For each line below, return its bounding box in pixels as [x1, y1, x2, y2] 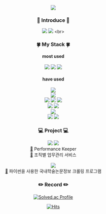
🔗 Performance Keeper [30, 146, 76, 152]
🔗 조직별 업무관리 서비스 [30, 152, 76, 158]
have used [42, 76, 65, 82]
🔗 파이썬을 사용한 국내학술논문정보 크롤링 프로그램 [4, 168, 102, 174]
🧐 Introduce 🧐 [36, 17, 70, 24]
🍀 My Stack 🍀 [36, 41, 71, 48]
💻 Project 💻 [37, 127, 69, 134]
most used [42, 53, 65, 59]
